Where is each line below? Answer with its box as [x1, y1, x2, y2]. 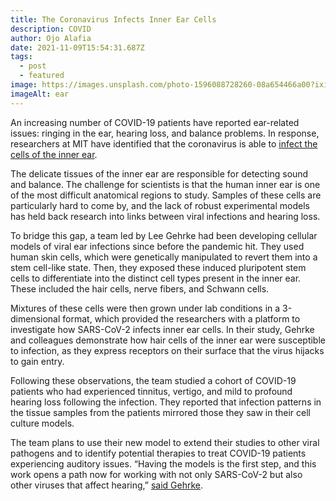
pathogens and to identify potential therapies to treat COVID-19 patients [10, 447, 307, 459]
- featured [19, 71, 65, 81]
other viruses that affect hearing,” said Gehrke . [10, 479, 204, 491]
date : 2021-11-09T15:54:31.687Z [10, 42, 145, 53]
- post [19, 61, 47, 71]
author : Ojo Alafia [10, 33, 92, 43]
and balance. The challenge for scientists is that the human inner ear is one [10, 178, 321, 190]
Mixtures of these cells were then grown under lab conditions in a [10, 302, 281, 314]
